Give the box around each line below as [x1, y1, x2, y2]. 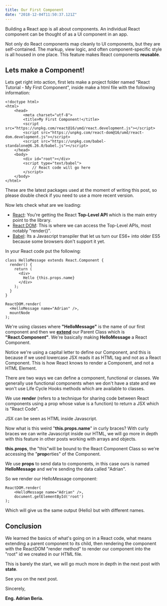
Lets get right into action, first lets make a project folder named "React [5, 79, 150, 85]
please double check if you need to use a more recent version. [5, 192, 134, 198]
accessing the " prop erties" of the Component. [5, 451, 101, 457]
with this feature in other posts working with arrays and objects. [5, 436, 136, 442]
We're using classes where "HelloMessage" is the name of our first [5, 324, 145, 330]
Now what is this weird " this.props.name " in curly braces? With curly [5, 425, 149, 431]
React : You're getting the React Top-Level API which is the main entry [12, 212, 157, 218]
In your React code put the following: [5, 248, 81, 254]
